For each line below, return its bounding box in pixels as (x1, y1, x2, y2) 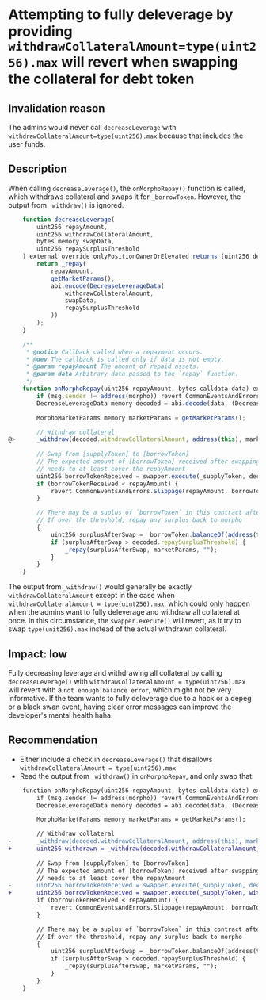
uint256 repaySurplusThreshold (36, 245, 140, 253)
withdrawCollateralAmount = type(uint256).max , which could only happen (8, 599, 251, 608)
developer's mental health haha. (8, 711, 113, 719)
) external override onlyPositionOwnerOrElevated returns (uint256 (22, 252, 249, 261)
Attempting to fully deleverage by (8, 6, 234, 24)
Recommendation (8, 734, 97, 747)
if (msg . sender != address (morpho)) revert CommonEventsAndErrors (36, 392, 260, 400)
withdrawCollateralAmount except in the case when (8, 591, 176, 600)
